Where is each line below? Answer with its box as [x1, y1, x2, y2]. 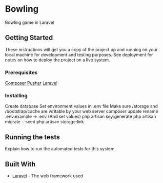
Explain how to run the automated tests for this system [5, 146, 115, 152]
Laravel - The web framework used [12, 173, 83, 179]
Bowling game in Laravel [5, 19, 55, 25]
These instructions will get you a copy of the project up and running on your [5, 46, 158, 52]
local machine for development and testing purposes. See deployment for [5, 52, 153, 57]
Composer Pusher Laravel [5, 80, 58, 86]
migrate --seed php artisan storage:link [5, 119, 84, 125]
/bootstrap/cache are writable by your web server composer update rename [5, 109, 159, 114]
